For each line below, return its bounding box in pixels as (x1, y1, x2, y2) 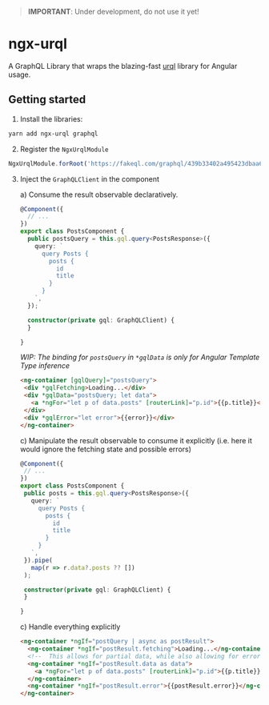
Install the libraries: (19, 114, 83, 123)
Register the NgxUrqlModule (19, 144, 109, 154)
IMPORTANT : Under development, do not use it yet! (27, 7, 199, 16)
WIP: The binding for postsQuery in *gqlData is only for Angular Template (19, 352, 260, 363)
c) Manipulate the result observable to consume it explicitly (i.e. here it (19, 435, 252, 445)
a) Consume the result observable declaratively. (19, 190, 179, 199)
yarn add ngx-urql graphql (8, 130, 98, 138)
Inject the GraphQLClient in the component (19, 174, 160, 183)
